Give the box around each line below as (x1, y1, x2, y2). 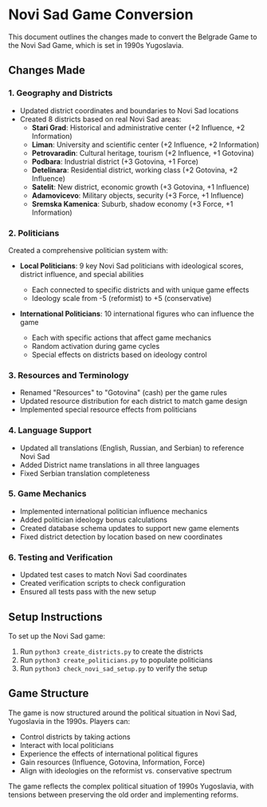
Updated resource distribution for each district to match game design (19, 397, 248, 406)
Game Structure (8, 686, 89, 700)
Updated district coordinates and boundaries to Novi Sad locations (19, 105, 239, 115)
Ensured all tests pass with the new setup (19, 587, 157, 596)
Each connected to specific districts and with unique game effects (31, 285, 249, 295)
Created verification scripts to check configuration (19, 579, 186, 588)
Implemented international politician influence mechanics (19, 506, 208, 516)
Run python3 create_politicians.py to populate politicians (19, 655, 213, 664)
